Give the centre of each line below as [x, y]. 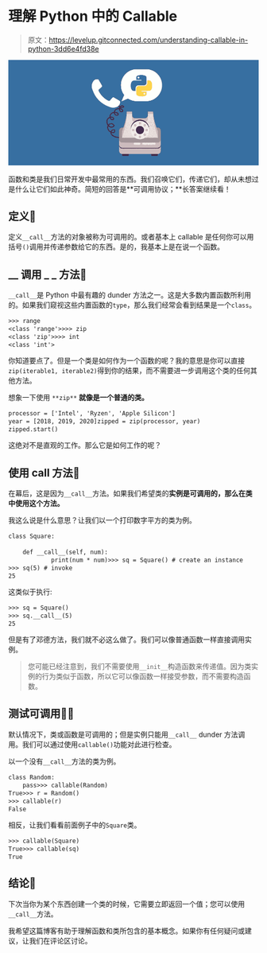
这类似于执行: [31, 592]
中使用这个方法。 [36, 504]
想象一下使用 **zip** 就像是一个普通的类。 [78, 398]
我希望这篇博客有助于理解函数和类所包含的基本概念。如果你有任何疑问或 [126, 931]
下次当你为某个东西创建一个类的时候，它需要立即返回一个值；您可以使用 [126, 904]
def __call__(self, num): [66, 552]
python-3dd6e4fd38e [63, 49]
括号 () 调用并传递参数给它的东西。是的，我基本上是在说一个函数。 [116, 247]
